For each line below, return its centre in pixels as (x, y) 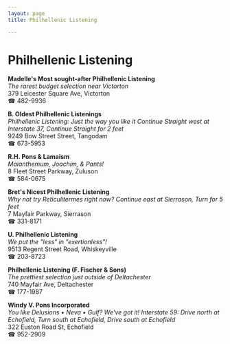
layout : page (26, 13)
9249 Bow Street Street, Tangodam (58, 136)
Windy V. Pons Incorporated (49, 305)
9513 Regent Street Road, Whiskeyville (62, 249)
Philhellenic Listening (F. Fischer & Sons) (67, 270)
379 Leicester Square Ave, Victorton (59, 94)
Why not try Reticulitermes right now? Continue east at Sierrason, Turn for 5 (116, 200)
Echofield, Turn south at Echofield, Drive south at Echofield (92, 320)
